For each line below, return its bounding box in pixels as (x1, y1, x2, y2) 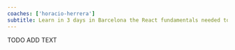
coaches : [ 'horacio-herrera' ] (7, 10, 96, 17)
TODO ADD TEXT (7, 35, 57, 44)
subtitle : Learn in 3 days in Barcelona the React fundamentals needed (7, 17, 220, 24)
